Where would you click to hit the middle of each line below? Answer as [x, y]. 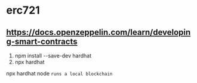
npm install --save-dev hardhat [53, 56]
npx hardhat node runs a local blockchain [59, 74]
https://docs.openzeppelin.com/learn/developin [98, 32]
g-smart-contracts [42, 41]
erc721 [23, 10]
